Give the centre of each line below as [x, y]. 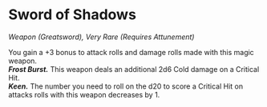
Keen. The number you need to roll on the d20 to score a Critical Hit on [126, 86]
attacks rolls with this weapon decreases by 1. [84, 94]
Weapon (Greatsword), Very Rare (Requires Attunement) [101, 37]
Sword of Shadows [72, 15]
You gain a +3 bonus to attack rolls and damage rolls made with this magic [131, 52]
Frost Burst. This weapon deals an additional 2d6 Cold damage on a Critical [134, 69]
